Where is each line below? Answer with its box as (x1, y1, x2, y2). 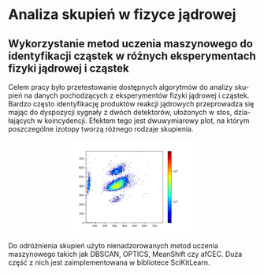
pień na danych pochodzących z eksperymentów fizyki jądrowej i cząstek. (8, 91, 250, 100)
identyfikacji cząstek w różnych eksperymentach (8, 49, 256, 62)
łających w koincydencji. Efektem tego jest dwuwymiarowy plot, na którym (8, 116, 250, 125)
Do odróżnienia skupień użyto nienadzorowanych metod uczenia (8, 241, 219, 250)
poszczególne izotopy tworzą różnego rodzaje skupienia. (8, 124, 194, 133)
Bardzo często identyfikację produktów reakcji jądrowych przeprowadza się (8, 99, 255, 108)
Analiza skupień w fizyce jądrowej (8, 6, 236, 24)
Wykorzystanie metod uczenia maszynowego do (8, 37, 254, 50)
